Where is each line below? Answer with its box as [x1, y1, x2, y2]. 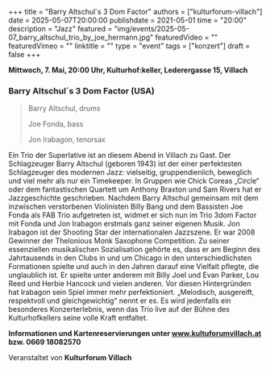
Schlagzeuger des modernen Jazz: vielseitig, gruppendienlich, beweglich [8, 168, 252, 177]
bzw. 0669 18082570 [8, 338, 81, 347]
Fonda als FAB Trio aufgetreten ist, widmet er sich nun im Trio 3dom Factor [8, 210, 257, 220]
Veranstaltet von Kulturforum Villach [8, 353, 132, 363]
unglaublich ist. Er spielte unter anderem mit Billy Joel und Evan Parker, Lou [8, 270, 260, 280]
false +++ [8, 50, 41, 59]
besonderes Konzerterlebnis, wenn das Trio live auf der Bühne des [8, 305, 230, 314]
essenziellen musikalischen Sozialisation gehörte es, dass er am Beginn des [8, 245, 260, 255]
